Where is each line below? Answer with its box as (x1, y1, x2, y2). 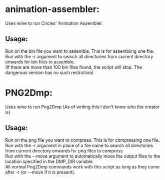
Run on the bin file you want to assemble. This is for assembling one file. (5, 48, 154, 54)
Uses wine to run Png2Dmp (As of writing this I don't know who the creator (5, 104, 160, 110)
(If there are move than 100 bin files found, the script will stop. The (5, 64, 142, 70)
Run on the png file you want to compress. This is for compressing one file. (5, 137, 160, 143)
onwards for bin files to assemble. (5, 59, 75, 65)
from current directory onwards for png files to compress (5, 147, 123, 154)
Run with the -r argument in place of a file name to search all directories (5, 142, 153, 148)
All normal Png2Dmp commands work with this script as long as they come (5, 163, 160, 169)
